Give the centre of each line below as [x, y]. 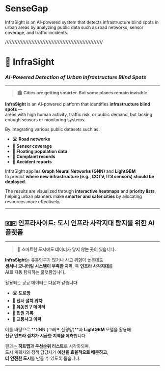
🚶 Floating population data [40, 151]
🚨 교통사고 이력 [27, 319]
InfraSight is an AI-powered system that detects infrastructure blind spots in [82, 22]
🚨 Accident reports [32, 162]
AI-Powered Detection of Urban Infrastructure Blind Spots [76, 78]
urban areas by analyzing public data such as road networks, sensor [74, 27]
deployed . [15, 182]
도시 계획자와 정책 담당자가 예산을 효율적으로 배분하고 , [57, 352]
